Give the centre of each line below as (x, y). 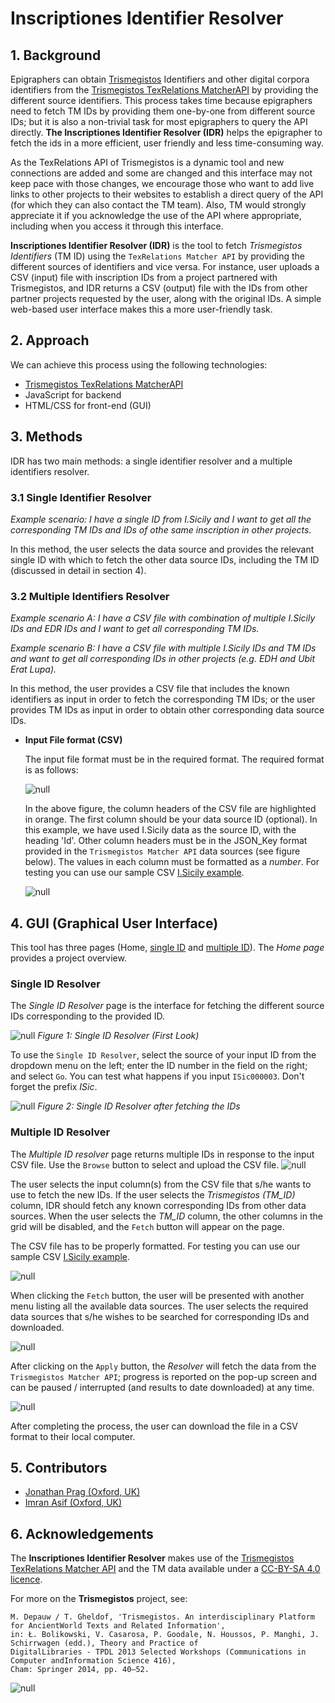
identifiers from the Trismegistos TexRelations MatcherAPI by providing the (164, 90)
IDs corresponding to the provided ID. (87, 1016)
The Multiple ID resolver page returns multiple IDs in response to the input (162, 1154)
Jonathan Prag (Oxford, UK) (82, 1492)
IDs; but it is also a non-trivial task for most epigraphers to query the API (159, 121)
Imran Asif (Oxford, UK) (73, 1503)
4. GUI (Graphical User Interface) (114, 923)
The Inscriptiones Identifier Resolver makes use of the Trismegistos (152, 1558)
